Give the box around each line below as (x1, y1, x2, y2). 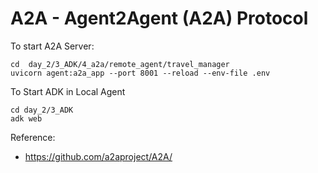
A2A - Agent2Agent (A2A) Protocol (10, 7, 309, 30)
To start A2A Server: (10, 40, 95, 52)
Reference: (10, 131, 56, 143)
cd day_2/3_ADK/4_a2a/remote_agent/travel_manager (10, 59, 230, 69)
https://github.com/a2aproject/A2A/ (24, 150, 173, 162)
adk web (10, 113, 43, 124)
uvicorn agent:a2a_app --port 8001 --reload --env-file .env (10, 68, 271, 78)
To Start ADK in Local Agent (10, 85, 126, 97)
